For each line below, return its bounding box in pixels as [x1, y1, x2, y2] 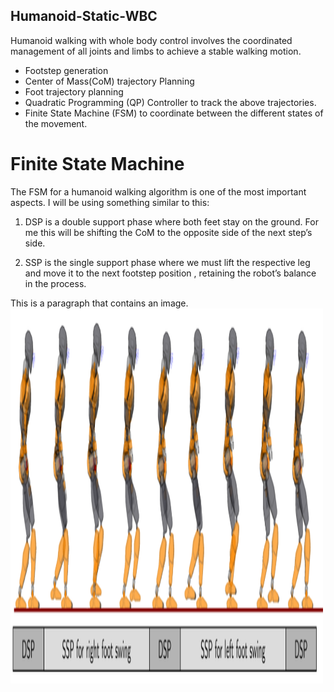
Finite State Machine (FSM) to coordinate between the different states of [24, 107, 324, 119]
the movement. [24, 117, 88, 129]
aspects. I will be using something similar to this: [10, 196, 210, 208]
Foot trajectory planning [24, 85, 124, 98]
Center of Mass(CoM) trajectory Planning [24, 75, 195, 87]
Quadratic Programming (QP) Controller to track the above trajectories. [24, 96, 317, 108]
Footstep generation [24, 64, 109, 76]
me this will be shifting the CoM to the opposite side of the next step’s [24, 226, 313, 238]
